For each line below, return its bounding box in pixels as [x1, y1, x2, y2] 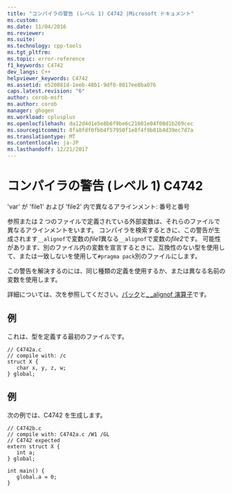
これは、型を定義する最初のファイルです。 [7, 332, 128, 341]
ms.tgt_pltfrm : [7, 49, 51, 56]
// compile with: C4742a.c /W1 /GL [7, 430, 110, 438]
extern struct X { [7, 443, 60, 450]
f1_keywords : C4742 [7, 62, 64, 69]
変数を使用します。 [7, 275, 62, 284]
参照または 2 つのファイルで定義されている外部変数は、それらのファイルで [7, 217, 220, 225]
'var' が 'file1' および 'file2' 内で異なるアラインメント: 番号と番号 [7, 202, 190, 211]
